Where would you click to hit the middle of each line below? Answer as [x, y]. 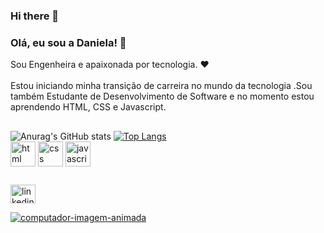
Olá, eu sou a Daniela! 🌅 [68, 42]
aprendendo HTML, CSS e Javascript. [88, 107]
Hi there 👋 [35, 16]
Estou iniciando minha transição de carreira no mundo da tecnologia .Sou [161, 86]
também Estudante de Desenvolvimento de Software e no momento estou [162, 96]
